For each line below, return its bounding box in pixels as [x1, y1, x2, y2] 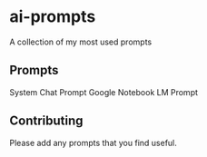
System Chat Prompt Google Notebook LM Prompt [9, 86, 198, 97]
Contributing [9, 113, 84, 129]
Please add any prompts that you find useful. [9, 137, 177, 148]
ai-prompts [9, 6, 96, 27]
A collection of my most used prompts [9, 36, 153, 47]
